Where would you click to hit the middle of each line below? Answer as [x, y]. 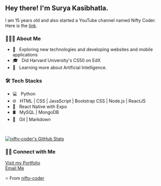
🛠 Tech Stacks [24, 81]
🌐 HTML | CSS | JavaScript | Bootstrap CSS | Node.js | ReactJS [79, 101]
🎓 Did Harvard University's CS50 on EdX [56, 60]
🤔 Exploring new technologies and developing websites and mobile [83, 49]
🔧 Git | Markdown [31, 119]
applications [25, 55]
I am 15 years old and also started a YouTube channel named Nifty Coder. [80, 20]
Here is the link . [21, 25]
